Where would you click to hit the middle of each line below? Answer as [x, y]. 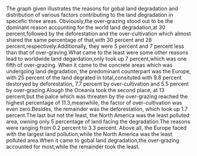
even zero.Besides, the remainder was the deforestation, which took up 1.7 [97, 109]
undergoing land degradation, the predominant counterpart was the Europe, [98, 71]
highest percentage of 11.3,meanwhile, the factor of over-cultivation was [94, 103]
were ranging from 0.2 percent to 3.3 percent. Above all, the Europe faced [96, 128]
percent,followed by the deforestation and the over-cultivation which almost [98, 34]
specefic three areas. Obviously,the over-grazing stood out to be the [90, 21]
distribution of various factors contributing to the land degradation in [90, 15]
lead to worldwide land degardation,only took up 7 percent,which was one [96, 59]
